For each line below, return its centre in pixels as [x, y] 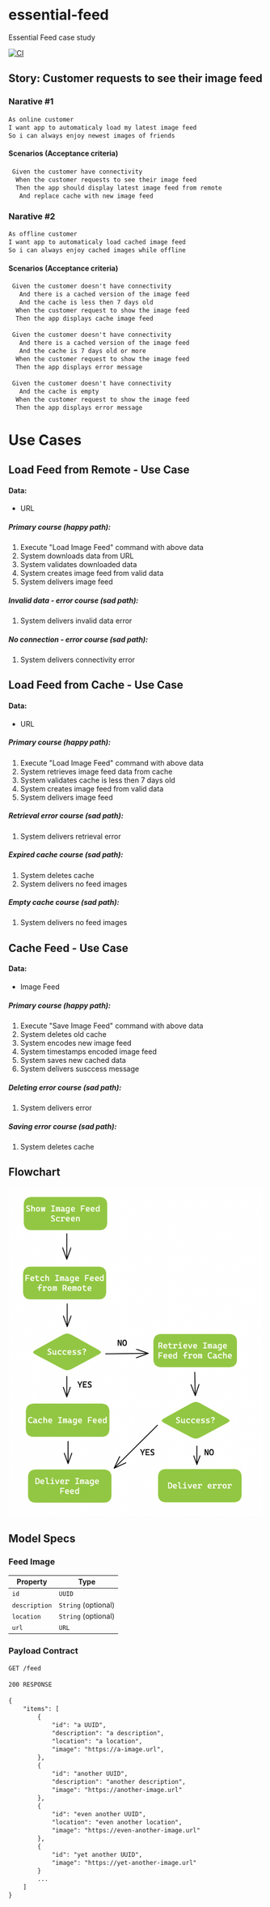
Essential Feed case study [52, 37]
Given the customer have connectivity [77, 172]
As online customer [41, 119]
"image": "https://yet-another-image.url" [124, 1862]
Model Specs [42, 1539]
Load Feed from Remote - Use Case [99, 469]
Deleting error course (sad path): [65, 1087]
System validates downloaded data [78, 565]
